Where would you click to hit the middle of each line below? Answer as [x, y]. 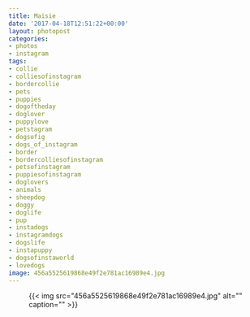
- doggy [22, 205]
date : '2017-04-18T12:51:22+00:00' [69, 24]
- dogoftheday [32, 106]
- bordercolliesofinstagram [56, 159]
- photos [23, 46]
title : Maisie [32, 16]
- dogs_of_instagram [43, 144]
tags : [17, 62]
